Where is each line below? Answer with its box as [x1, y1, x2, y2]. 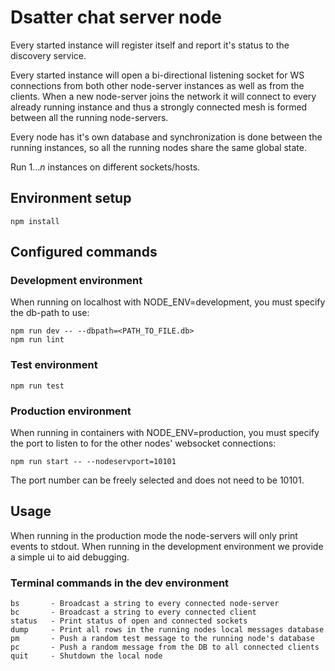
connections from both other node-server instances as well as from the [10, 79, 305, 91]
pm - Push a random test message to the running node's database [10, 634, 315, 644]
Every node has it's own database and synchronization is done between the [10, 131, 323, 143]
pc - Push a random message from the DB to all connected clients [10, 642, 320, 653]
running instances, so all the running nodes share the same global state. [10, 141, 307, 153]
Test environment [10, 358, 98, 372]
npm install [10, 216, 60, 226]
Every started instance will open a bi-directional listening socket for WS [10, 69, 305, 81]
